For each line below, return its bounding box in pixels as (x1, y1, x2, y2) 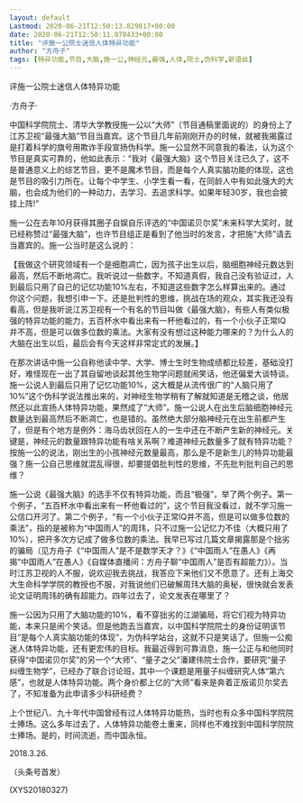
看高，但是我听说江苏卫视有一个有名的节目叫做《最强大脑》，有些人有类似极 (9, 304, 290, 315)
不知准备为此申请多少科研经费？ (24, 689, 144, 698)
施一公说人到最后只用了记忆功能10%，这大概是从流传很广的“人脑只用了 (9, 379, 274, 390)
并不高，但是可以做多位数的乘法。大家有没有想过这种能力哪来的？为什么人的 (9, 326, 294, 337)
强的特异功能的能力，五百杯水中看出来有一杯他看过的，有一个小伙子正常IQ (9, 315, 287, 325)
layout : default (9, 13, 70, 23)
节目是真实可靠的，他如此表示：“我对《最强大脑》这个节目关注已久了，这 (9, 153, 282, 163)
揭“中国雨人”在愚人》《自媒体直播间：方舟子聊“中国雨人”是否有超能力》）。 (9, 556, 280, 567)
